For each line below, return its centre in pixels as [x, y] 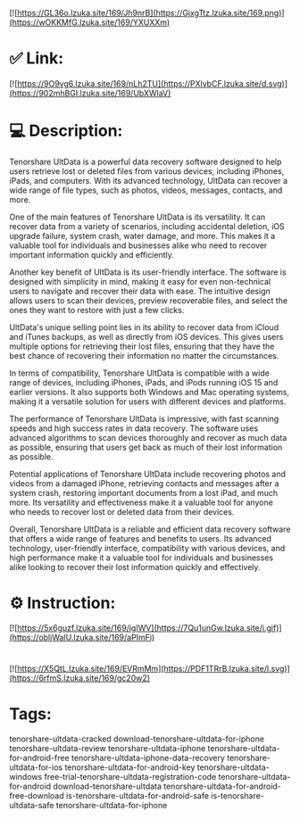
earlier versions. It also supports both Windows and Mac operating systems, [150, 392]
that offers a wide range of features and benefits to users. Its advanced [141, 538]
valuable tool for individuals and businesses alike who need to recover [138, 245]
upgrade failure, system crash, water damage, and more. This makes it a [142, 236]
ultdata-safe [32, 805]
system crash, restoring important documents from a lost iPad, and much [144, 492]
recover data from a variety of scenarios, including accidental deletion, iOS [147, 226]
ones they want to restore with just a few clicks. [97, 310]
